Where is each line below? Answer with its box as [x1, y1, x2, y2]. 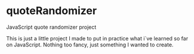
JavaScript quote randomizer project [6, 23, 97, 31]
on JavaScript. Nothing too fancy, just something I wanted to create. [6, 41, 174, 48]
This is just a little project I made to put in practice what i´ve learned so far [6, 35, 189, 42]
